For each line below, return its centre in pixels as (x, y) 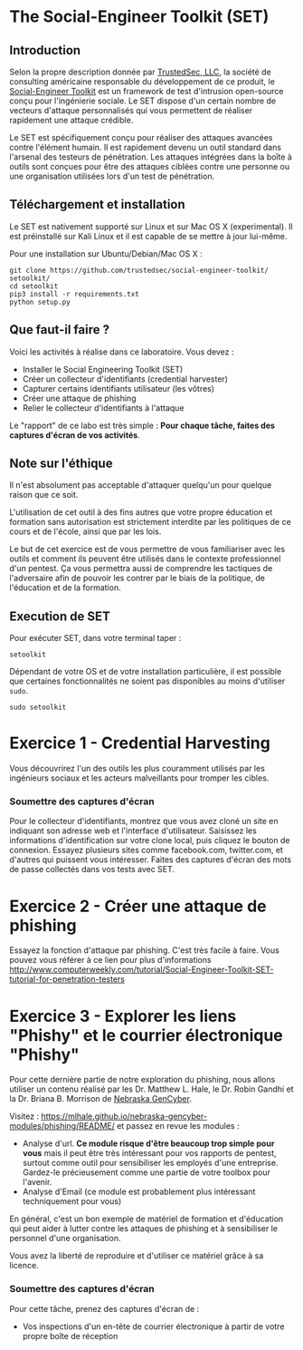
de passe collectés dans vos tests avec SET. (92, 869)
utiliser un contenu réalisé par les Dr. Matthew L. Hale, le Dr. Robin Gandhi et (151, 1089)
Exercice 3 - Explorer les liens (123, 1016)
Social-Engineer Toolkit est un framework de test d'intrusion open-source (147, 91)
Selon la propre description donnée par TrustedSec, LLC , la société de (140, 72)
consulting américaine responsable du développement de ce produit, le (142, 82)
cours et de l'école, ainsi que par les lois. (85, 531)
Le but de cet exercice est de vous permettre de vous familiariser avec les (147, 549)
